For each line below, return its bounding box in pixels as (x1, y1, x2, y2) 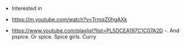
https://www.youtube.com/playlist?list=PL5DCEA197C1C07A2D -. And (11, 27, 180, 34)
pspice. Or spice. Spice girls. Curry (11, 33, 97, 40)
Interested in (11, 5, 42, 11)
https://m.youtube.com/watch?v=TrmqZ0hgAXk (11, 16, 128, 22)
